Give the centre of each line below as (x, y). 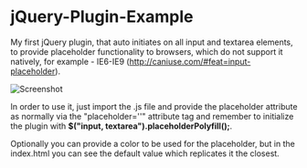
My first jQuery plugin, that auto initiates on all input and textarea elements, (152, 42)
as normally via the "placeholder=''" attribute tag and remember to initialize (152, 116)
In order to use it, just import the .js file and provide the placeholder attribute (154, 106)
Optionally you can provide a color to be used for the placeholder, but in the (153, 143)
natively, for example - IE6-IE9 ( (70, 61)
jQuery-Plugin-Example (102, 17)
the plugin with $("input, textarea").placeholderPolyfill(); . (122, 126)
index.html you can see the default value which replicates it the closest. (145, 153)
